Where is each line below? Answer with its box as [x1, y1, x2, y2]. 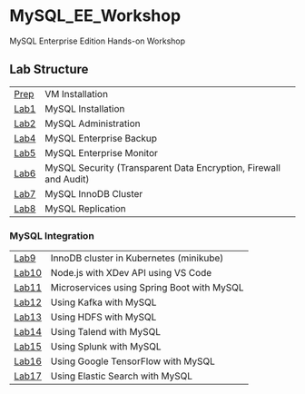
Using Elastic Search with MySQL [50, 369, 193, 382]
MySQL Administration [44, 117, 141, 130]
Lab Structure [9, 62, 89, 77]
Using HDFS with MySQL [50, 310, 157, 323]
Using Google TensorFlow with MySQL [50, 355, 216, 368]
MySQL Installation [44, 102, 125, 114]
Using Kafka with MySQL [50, 296, 157, 309]
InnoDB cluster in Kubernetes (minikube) [50, 251, 224, 264]
